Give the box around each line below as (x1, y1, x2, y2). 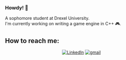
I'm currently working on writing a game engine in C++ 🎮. (5, 21, 121, 27)
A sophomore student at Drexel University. (5, 15, 90, 21)
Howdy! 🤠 (5, 4, 29, 11)
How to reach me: (5, 36, 60, 45)
